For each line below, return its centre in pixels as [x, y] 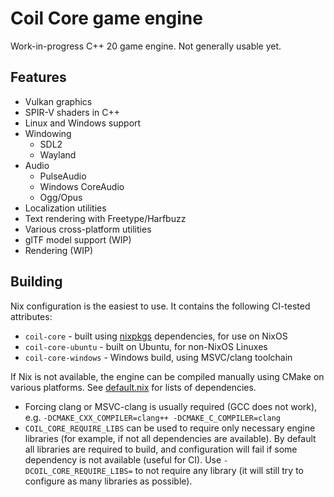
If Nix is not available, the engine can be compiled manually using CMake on [167, 376]
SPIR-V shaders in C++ [72, 112]
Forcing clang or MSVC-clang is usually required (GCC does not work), [171, 406]
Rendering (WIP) [59, 250]
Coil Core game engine [106, 18]
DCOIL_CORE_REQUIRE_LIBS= [78, 471]
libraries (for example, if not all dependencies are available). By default [170, 438]
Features [38, 77]
